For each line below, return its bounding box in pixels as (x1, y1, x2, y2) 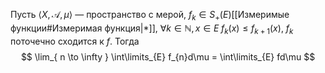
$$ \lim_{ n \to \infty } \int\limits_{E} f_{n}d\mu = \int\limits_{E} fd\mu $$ (20, 50, 316, 63)
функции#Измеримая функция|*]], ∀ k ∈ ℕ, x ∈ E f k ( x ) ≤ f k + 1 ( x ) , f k (10, 22, 294, 36)
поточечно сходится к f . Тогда (10, 35, 140, 47)
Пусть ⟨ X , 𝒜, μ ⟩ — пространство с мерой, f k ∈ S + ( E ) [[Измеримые (10, 9, 290, 23)
